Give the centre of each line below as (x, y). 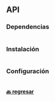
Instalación (23, 49)
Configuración (28, 71)
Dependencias (28, 27)
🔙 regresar (20, 91)
